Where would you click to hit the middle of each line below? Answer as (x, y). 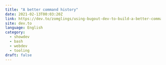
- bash (16, 42)
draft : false (19, 55)
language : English (24, 28)
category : (15, 32)
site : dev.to (19, 23)
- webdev (19, 46)
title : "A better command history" (42, 10)
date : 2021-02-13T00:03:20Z (34, 14)
